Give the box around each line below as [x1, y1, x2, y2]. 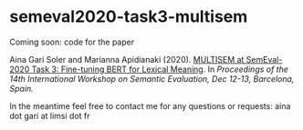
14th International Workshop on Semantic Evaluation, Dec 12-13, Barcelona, [9, 73, 295, 84]
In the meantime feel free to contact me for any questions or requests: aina [9, 100, 291, 111]
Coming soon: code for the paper [9, 36, 135, 47]
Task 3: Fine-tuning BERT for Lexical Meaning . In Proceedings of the [31, 64, 289, 75]
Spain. [9, 83, 34, 94]
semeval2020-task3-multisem [9, 6, 248, 27]
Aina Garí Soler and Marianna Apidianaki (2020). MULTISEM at [9, 54, 245, 65]
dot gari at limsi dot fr [9, 110, 90, 121]
